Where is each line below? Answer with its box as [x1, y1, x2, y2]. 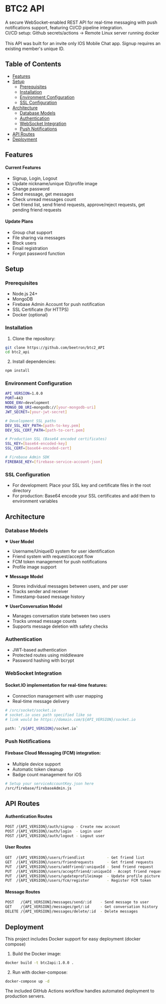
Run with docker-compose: [12, 969, 68, 975]
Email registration [12, 245, 48, 251]
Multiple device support [12, 761, 61, 767]
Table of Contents [5, 60, 62, 68]
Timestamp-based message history [12, 594, 85, 600]
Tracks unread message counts [12, 618, 77, 624]
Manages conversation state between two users [12, 612, 111, 619]
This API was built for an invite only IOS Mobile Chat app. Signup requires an [5, 40, 161, 46]
